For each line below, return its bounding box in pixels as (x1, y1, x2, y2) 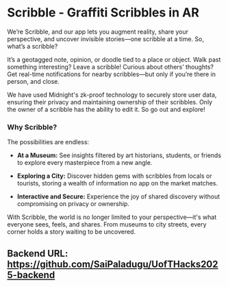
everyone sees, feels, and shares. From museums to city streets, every (7, 220, 207, 229)
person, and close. (7, 77, 60, 85)
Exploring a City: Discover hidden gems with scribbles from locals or (16, 172, 212, 180)
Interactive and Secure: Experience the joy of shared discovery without (16, 192, 220, 200)
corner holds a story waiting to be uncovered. (7, 228, 136, 236)
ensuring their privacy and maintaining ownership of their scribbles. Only (7, 97, 213, 106)
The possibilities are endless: (7, 138, 90, 146)
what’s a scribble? (7, 42, 58, 50)
